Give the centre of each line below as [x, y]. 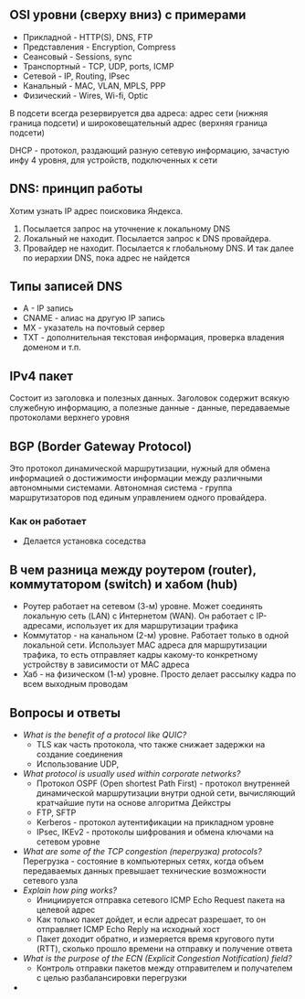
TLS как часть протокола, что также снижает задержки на [151, 744]
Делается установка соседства [84, 541]
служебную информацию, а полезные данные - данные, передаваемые [150, 408]
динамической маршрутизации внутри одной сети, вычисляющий [166, 793]
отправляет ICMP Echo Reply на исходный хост [128, 929]
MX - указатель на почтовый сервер [94, 328]
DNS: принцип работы [76, 189]
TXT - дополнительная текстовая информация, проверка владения [153, 338]
